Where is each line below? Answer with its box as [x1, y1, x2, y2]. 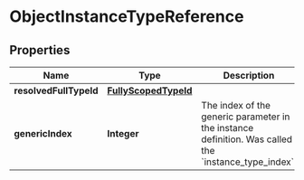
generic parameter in [201, 110, 290, 123]
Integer [107, 128, 139, 139]
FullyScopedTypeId [107, 84, 193, 97]
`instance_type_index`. [201, 156, 297, 168]
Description [223, 70, 275, 81]
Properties [9, 43, 71, 58]
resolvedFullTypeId [14, 84, 99, 97]
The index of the [201, 99, 271, 111]
